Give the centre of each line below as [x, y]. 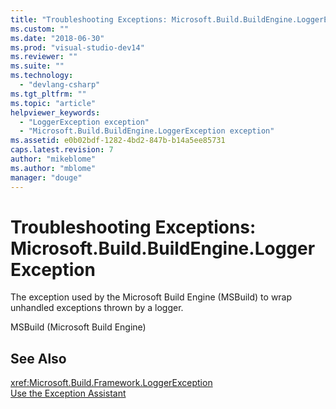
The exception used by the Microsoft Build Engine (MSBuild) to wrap [151, 297]
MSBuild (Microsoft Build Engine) [78, 327]
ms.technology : [42, 76]
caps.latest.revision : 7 [62, 150]
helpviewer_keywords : [55, 112]
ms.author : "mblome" [53, 168]
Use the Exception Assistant [68, 393]
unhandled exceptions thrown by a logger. [97, 308]
